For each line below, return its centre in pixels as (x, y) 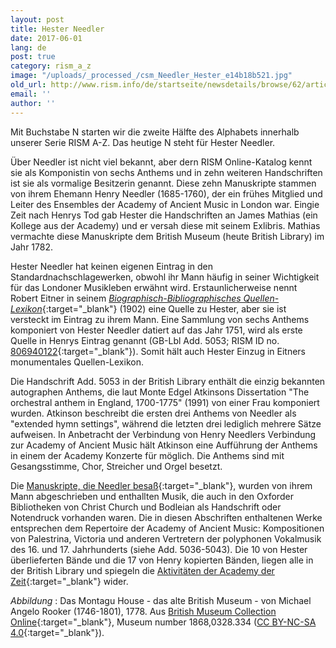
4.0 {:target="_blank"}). (57, 632)
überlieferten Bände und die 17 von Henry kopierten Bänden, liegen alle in (162, 560)
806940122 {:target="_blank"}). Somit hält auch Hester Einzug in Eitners (158, 351)
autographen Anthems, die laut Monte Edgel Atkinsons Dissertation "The (160, 392)
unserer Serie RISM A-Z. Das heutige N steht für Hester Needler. (143, 142)
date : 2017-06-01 (46, 38)
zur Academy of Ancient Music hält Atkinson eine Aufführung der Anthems (164, 445)
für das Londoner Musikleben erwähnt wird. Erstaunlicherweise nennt (154, 287)
